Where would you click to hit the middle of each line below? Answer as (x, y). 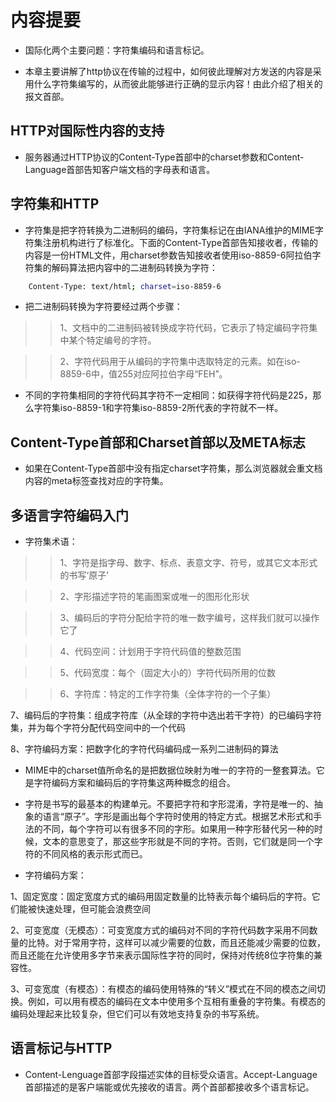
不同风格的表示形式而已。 (95, 854)
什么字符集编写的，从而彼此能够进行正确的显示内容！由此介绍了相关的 (178, 83)
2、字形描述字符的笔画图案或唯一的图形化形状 (154, 597)
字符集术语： (51, 542)
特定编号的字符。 (121, 340)
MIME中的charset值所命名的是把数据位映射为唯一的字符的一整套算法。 (170, 770)
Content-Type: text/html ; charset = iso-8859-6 (125, 286)
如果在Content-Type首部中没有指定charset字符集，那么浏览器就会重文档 (173, 468)
